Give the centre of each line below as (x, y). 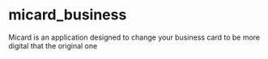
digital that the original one (53, 45)
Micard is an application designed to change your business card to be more (134, 37)
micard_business (68, 15)
